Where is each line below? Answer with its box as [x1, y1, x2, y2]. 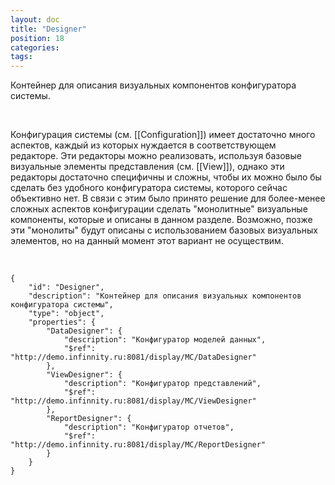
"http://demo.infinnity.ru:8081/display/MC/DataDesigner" [10, 352, 257, 363]
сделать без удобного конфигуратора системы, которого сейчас [10, 182, 288, 194]
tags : [10, 52, 33, 62]
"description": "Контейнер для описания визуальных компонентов [28, 291, 302, 301]
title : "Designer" [10, 24, 87, 34]
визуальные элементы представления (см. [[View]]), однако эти [10, 161, 285, 173]
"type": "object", [28, 309, 105, 319]
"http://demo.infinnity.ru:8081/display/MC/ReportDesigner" [10, 440, 267, 450]
